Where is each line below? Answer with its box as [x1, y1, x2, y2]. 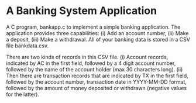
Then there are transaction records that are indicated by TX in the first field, [6, 72, 188, 79]
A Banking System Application [6, 4, 157, 18]
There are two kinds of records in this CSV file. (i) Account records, [6, 53, 169, 60]
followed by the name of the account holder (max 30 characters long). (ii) [6, 66, 183, 73]
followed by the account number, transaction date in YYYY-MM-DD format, [6, 78, 187, 85]
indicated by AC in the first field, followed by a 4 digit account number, [6, 60, 176, 67]
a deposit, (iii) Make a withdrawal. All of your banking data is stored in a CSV [6, 36, 190, 43]
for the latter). [6, 91, 40, 98]
